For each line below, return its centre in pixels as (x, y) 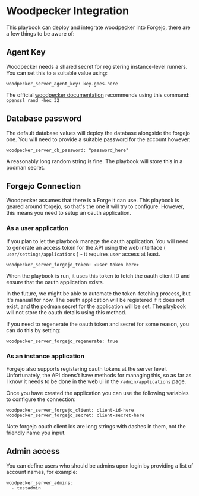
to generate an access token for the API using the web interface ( (86, 247)
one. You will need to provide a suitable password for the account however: (99, 139)
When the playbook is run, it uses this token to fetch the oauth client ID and (98, 276)
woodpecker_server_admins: (40, 483)
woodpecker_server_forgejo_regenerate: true (62, 341)
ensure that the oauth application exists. (55, 282)
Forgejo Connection (44, 186)
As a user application (37, 228)
